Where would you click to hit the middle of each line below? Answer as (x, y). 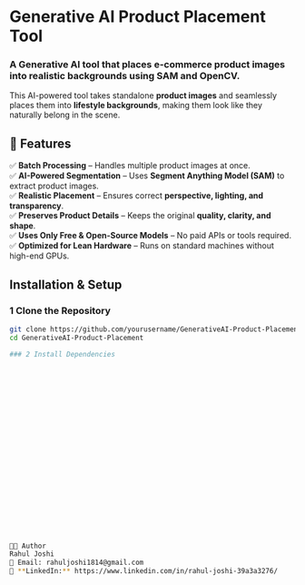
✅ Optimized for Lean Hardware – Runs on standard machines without (142, 246)
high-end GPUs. (39, 256)
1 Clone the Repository (60, 310)
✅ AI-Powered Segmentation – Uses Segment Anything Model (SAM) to (147, 176)
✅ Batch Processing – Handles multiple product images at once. (130, 166)
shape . (23, 226)
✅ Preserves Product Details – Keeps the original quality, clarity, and (140, 216)
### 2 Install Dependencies (63, 354)
